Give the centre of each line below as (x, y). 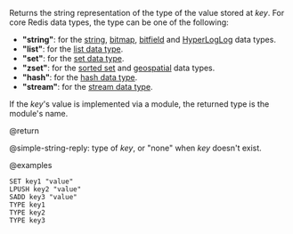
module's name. (39, 113)
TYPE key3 (28, 221)
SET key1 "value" (41, 182)
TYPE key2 (28, 213)
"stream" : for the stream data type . (87, 87)
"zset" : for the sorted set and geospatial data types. (118, 68)
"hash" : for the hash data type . (80, 77)
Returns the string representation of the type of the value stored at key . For (147, 13)
